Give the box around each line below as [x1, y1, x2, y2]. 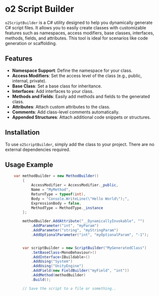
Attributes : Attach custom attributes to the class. [12, 104, 111, 109]
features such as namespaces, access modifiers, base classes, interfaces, [5, 30, 154, 36]
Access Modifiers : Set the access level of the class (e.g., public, [12, 72, 142, 79]
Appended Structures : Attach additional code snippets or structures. [12, 114, 151, 120]
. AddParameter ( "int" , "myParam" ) [31, 223, 99, 228]
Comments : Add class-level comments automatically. [12, 109, 120, 115]
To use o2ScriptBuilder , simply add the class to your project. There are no [5, 141, 155, 147]
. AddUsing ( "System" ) [31, 259, 73, 264]
